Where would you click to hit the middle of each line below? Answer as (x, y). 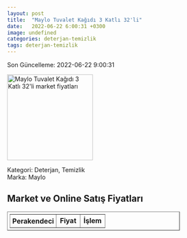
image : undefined (32, 33)
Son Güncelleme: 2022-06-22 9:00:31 (61, 65)
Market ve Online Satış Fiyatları (75, 199)
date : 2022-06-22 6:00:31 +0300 (57, 26)
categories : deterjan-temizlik (52, 39)
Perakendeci (34, 221)
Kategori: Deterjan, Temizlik (46, 170)
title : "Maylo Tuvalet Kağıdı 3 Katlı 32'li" (75, 20)
